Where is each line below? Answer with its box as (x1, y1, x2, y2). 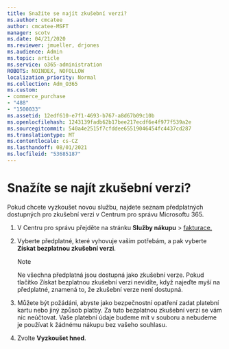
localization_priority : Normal (7, 74, 97, 81)
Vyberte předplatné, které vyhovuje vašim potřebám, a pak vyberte (16, 236, 207, 245)
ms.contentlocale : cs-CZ (7, 138, 78, 145)
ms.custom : (7, 87, 38, 93)
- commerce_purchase (7, 93, 67, 100)
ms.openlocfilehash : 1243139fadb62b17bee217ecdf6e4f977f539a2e (7, 118, 192, 126)
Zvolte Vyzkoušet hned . (16, 334, 87, 342)
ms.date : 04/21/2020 (7, 36, 67, 43)
